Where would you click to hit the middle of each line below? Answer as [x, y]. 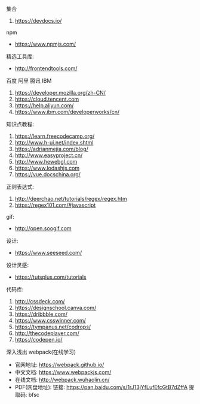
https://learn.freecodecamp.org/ [55, 136]
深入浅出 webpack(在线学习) [41, 352]
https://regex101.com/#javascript [55, 205]
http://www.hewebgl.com [46, 162]
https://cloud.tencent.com [47, 99]
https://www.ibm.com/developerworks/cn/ [67, 112]
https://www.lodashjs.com [47, 168]
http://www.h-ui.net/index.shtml [54, 142]
